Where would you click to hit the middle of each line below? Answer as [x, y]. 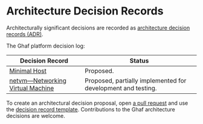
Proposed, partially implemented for [135, 81]
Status [139, 60]
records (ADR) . [25, 34]
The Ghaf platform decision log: [46, 46]
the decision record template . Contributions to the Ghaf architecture [91, 109]
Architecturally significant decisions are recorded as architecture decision [98, 28]
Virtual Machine [32, 88]
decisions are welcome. [36, 116]
